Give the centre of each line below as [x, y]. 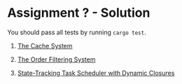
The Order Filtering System [56, 59]
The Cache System [45, 45]
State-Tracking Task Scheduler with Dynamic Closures [96, 73]
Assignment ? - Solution [79, 13]
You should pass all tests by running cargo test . [77, 32]
